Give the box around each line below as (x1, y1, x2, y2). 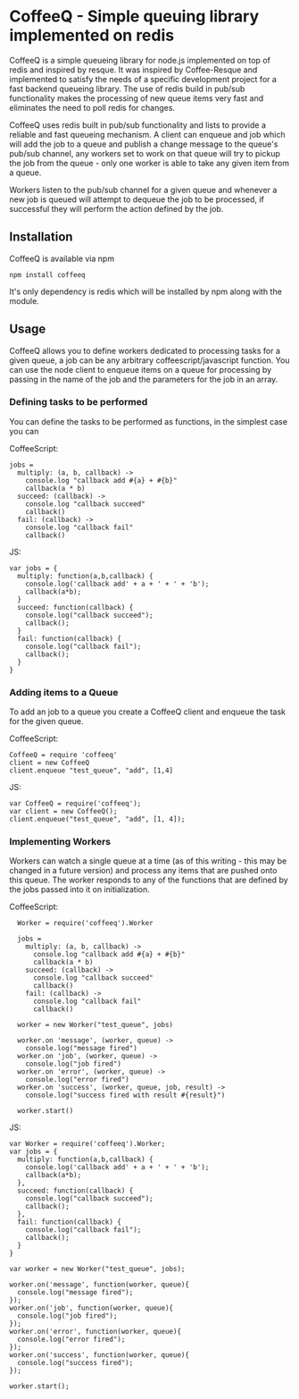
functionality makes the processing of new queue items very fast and (9, 92, 264, 104)
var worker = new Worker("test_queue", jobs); (9, 1265, 186, 1274)
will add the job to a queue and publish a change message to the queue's (9, 139, 278, 149)
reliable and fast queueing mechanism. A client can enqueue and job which (9, 129, 286, 139)
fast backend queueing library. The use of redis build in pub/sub (9, 83, 245, 94)
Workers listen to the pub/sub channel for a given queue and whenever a (9, 184, 278, 195)
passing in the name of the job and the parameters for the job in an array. (9, 374, 278, 384)
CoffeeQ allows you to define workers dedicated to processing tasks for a (9, 345, 281, 356)
